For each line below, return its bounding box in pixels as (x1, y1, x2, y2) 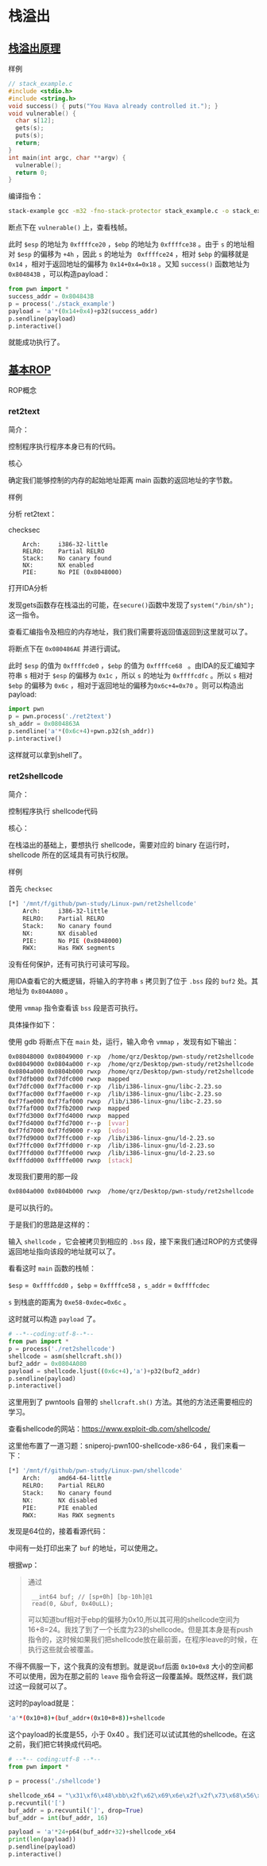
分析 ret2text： (8, 510, 57, 519)
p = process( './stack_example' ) (8, 300, 115, 308)
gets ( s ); (15, 124, 44, 132)
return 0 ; (15, 169, 48, 177)
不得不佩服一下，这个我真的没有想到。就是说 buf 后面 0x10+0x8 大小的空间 (8, 1662, 246, 1671)
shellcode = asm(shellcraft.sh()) (8, 1352, 123, 1360)
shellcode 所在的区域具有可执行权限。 (8, 850, 133, 859)
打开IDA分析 (8, 584, 48, 593)
